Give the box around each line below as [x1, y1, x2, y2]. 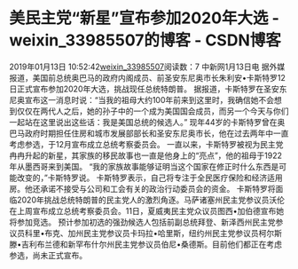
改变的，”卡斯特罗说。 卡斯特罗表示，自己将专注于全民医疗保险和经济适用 [16, 172, 284, 183]
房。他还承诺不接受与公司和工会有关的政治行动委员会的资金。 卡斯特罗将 [9, 183, 276, 194]
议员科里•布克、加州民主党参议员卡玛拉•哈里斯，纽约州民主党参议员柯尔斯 [9, 227, 282, 238]
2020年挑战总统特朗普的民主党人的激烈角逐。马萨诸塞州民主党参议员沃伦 [16, 194, 286, 205]
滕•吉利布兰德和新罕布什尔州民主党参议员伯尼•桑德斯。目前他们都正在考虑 [9, 239, 282, 249]
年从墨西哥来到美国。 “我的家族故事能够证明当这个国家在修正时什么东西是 [9, 161, 279, 171]
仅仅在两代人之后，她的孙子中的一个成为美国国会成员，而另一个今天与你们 [16, 106, 289, 116]
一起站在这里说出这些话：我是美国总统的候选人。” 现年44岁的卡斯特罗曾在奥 [9, 116, 286, 127]
